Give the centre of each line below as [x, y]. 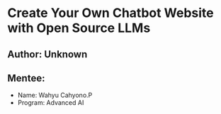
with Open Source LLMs [79, 28]
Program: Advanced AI [51, 103]
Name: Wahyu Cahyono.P [55, 95]
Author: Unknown [47, 54]
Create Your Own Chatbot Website [110, 13]
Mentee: [26, 78]
